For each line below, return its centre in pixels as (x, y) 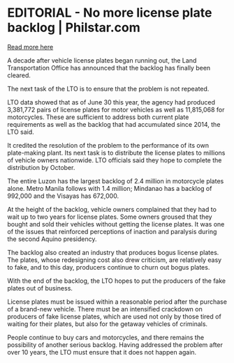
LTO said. (21, 132)
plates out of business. (40, 288)
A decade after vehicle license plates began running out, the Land (102, 60)
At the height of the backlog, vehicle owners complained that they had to (112, 209)
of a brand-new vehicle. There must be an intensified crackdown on (105, 309)
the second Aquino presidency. (52, 239)
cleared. (19, 75)
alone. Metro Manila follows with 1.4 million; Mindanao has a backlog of (110, 188)
